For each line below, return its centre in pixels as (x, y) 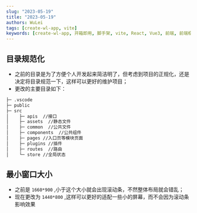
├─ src (14, 111)
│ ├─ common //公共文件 (39, 127)
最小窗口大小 (29, 174)
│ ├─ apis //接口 (32, 116)
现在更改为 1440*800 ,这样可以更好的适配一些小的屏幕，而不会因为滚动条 (102, 197)
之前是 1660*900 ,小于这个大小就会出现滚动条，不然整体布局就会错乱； (99, 189)
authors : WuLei (25, 22)
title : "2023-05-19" (31, 17)
